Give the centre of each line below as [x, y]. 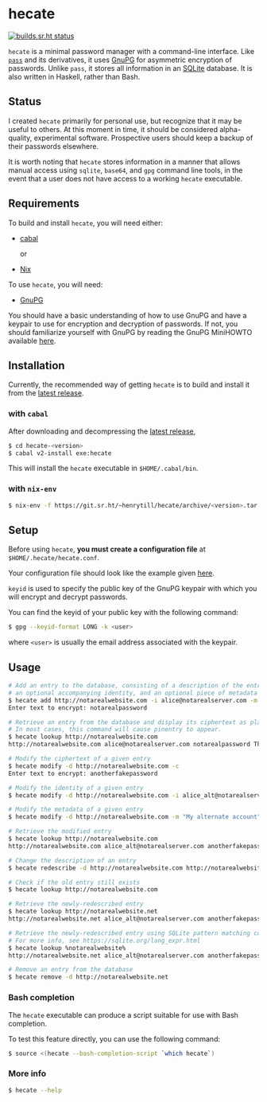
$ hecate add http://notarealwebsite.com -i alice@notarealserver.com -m [133, 700]
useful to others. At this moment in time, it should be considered [113, 129]
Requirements [44, 204]
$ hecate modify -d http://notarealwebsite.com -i [94, 795]
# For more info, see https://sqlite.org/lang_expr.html [104, 940]
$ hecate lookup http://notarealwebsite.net [83, 912]
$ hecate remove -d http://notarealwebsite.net [89, 977]
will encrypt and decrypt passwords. [68, 597]
